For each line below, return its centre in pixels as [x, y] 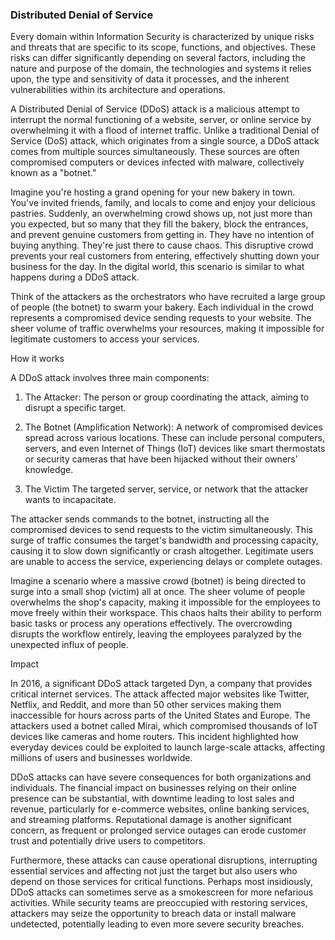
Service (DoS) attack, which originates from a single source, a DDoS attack [165, 141]
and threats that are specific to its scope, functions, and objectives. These [163, 47]
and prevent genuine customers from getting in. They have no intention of [162, 235]
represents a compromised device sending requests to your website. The [161, 318]
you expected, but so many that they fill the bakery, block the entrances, [159, 224]
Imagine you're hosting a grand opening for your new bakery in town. [153, 192]
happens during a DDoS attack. [75, 277]
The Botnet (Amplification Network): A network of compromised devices [173, 427]
